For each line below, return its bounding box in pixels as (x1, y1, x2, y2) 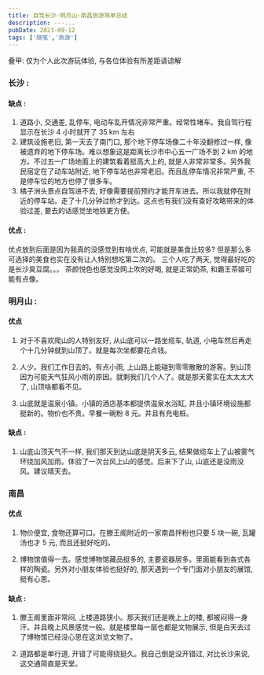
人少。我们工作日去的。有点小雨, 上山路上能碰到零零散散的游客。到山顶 (19, 362, 251, 371)
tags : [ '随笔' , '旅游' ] (8, 33, 78, 42)
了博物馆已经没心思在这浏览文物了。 (19, 633, 137, 642)
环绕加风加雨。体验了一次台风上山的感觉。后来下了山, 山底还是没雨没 (19, 456, 244, 466)
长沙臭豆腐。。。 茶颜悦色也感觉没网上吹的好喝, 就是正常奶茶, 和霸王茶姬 (14, 264, 245, 274)
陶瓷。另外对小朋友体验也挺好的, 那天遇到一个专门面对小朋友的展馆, (33, 564, 253, 574)
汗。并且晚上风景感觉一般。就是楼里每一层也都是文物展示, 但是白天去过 (19, 622, 251, 632)
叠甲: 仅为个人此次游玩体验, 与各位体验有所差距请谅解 (8, 56, 181, 65)
